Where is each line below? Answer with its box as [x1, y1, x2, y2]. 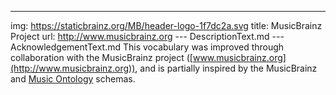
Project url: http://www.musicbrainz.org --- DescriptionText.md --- [10, 31, 285, 42]
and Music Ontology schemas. [10, 73, 136, 85]
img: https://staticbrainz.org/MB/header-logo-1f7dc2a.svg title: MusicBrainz [10, 20, 323, 31]
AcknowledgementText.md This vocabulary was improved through [10, 41, 285, 53]
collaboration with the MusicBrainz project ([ [10, 52, 193, 63]
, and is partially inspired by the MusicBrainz [134, 62, 318, 74]
